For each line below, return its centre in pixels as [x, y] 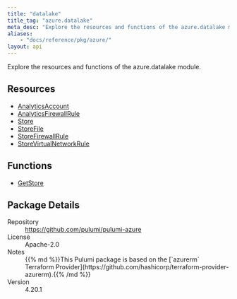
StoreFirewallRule [43, 136]
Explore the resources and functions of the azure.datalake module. [104, 67]
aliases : [20, 34]
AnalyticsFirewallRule [49, 113]
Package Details [43, 205]
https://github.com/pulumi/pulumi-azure [83, 230]
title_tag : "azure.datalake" [50, 20]
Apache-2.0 [42, 245]
